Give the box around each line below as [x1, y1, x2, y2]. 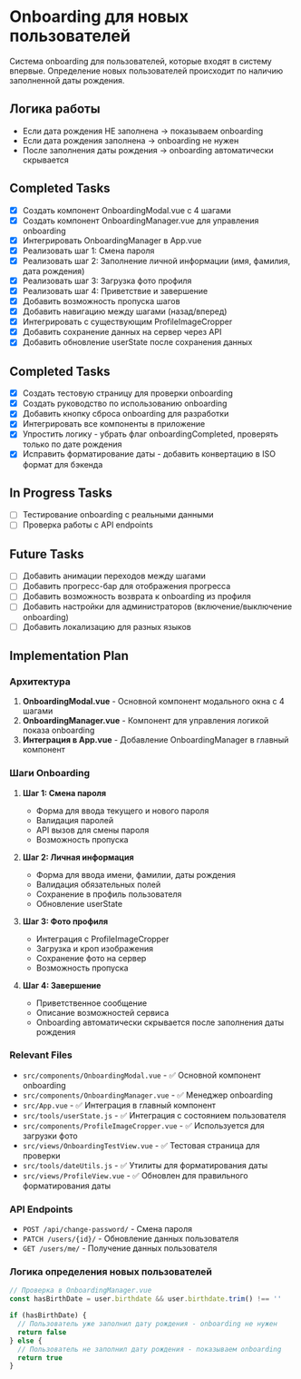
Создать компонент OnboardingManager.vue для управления [22, 215, 259, 226]
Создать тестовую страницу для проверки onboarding [22, 388, 234, 399]
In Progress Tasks [9, 485, 113, 500]
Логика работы [9, 102, 101, 117]
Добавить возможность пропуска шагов [22, 296, 180, 306]
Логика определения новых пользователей [9, 1266, 213, 1278]
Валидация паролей [35, 814, 114, 825]
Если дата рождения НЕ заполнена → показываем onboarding [22, 125, 264, 136]
